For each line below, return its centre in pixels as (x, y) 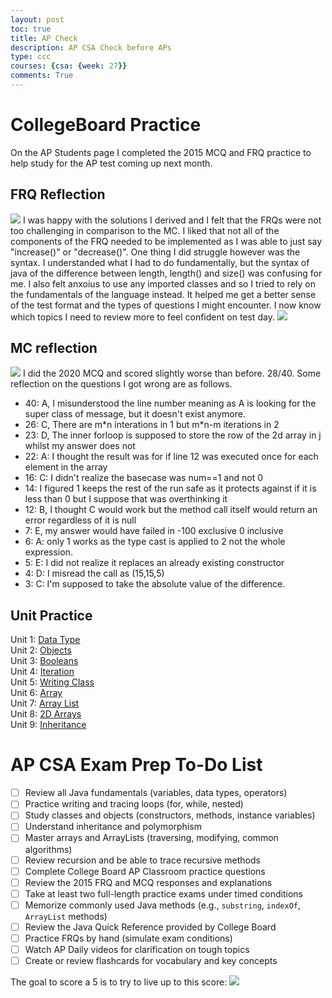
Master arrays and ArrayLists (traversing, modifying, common (151, 838)
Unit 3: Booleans (44, 661)
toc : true (31, 29)
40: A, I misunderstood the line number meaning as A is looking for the (170, 403)
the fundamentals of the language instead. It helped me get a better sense (163, 294)
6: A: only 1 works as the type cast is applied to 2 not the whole (155, 542)
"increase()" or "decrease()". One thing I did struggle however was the (155, 252)
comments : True (42, 76)
